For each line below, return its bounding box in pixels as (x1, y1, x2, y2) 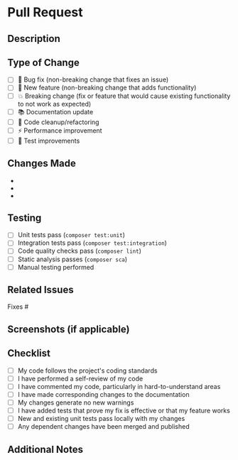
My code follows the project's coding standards (17, 366, 158, 375)
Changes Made (7, 158, 76, 170)
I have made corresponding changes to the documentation (17, 390, 190, 398)
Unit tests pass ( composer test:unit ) (17, 231, 126, 239)
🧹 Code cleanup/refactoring (17, 118, 99, 126)
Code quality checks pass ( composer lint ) (17, 246, 142, 256)
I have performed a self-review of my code (17, 374, 144, 383)
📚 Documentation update (17, 107, 94, 116)
